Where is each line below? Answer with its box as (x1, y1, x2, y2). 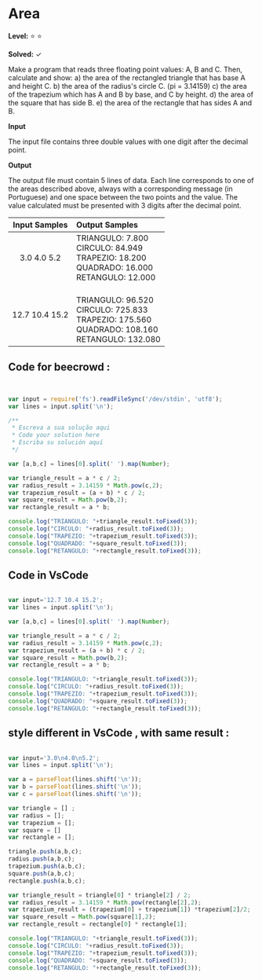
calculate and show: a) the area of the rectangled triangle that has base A (8, 72, 246, 83)
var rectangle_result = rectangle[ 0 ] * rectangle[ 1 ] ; (8, 920, 188, 928)
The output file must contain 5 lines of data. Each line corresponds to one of (8, 175, 254, 185)
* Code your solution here (11, 431, 100, 439)
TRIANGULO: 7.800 (75, 233, 149, 244)
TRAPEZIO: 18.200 (75, 252, 147, 263)
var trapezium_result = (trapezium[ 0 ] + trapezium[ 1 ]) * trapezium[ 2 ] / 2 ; (8, 905, 251, 914)
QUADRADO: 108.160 (75, 324, 158, 335)
